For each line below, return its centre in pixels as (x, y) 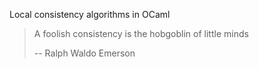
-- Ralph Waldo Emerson (84, 53)
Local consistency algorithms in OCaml (90, 14)
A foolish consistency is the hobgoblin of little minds (141, 33)
